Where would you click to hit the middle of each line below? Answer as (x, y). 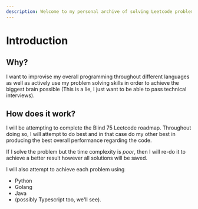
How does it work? (41, 114)
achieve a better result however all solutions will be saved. (77, 158)
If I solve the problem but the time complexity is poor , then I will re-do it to (96, 152)
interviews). (20, 95)
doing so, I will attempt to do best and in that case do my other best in (91, 134)
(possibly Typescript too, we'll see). (58, 200)
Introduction (37, 40)
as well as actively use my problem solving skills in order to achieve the (93, 82)
